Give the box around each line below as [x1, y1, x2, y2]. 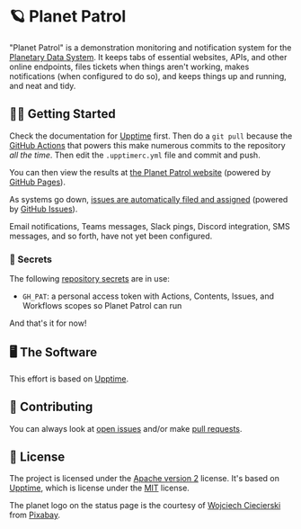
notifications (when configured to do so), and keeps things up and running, [9, 70, 288, 81]
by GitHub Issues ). [9, 203, 78, 214]
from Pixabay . [9, 509, 61, 521]
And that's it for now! [9, 318, 87, 328]
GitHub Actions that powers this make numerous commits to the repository [9, 139, 286, 150]
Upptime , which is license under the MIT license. [9, 482, 190, 494]
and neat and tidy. [9, 80, 76, 91]
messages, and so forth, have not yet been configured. [9, 230, 213, 241]
